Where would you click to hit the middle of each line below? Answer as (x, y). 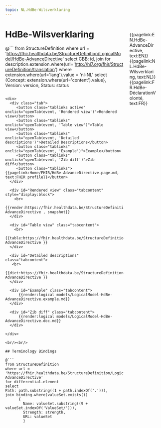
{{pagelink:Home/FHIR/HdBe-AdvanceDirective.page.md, (62, 173)
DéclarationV (143, 93)
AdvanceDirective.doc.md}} (33, 321)
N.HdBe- (139, 40)
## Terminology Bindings (31, 351)
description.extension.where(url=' (40, 64)
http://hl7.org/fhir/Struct (99, 64)
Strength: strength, (44, 412)
